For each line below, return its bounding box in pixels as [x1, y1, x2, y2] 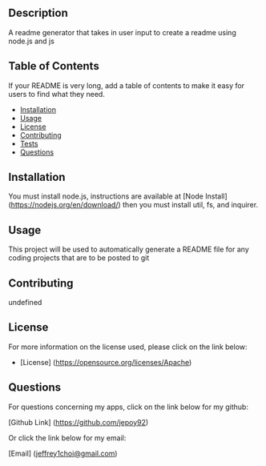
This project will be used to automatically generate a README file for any [8, 244, 250, 255]
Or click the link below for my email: [8, 432, 127, 443]
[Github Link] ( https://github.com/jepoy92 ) [8, 417, 149, 427]
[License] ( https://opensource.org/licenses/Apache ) [19, 357, 192, 367]
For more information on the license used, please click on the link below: [8, 342, 248, 352]
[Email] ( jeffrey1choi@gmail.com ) [8, 448, 118, 458]
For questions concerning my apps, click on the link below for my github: [8, 402, 248, 412]
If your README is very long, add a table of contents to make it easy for [8, 80, 245, 90]
